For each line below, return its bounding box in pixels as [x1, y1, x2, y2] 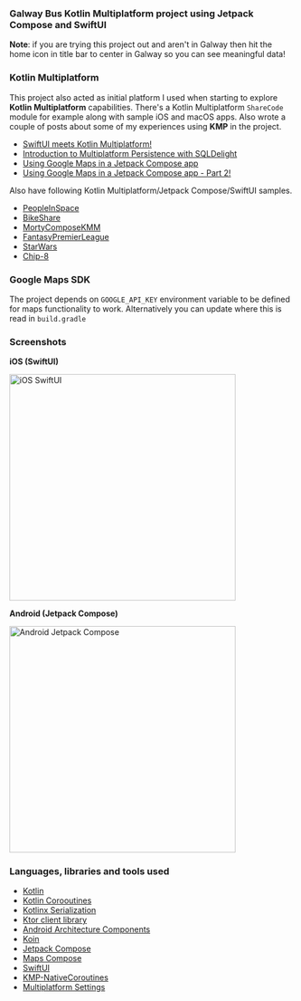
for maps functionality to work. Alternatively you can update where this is [9, 303, 282, 314]
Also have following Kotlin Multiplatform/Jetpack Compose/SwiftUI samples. [9, 185, 293, 196]
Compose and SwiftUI [9, 18, 107, 31]
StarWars [22, 241, 58, 252]
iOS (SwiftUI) [9, 356, 59, 367]
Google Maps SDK [9, 273, 91, 285]
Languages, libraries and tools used [9, 865, 170, 878]
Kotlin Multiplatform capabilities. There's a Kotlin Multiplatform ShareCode [9, 101, 284, 112]
